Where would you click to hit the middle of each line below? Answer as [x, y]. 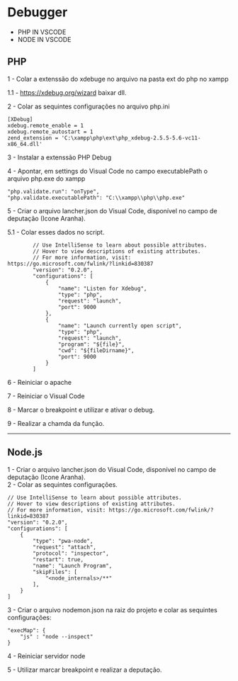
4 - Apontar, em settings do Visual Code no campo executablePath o [107, 171]
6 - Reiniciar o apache [40, 382]
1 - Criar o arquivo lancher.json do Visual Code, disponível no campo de [112, 469]
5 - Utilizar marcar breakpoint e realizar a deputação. [85, 670]
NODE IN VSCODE [44, 39]
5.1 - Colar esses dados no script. [56, 232]
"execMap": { [27, 630]
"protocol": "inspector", [71, 553]
